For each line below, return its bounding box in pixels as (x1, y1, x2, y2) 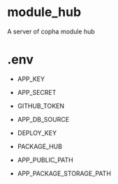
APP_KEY (17, 75, 45, 83)
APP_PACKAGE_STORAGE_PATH (17, 169, 112, 178)
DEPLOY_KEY (17, 128, 57, 137)
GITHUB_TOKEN (17, 102, 65, 110)
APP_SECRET (17, 88, 57, 96)
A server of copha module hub (7, 27, 96, 36)
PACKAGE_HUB (17, 142, 63, 151)
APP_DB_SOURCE (17, 115, 70, 123)
